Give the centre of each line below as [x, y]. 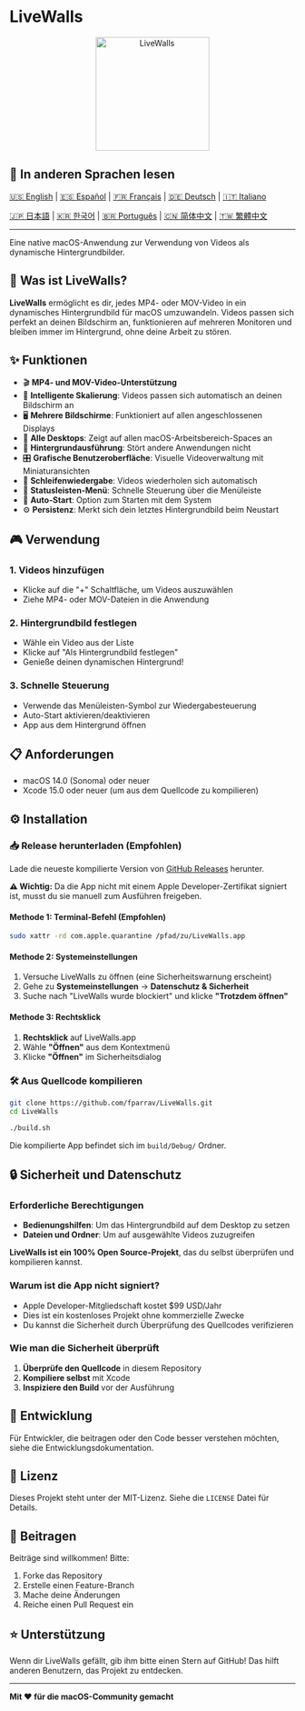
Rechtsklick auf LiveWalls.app [79, 1037]
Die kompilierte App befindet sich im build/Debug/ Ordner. [118, 1145]
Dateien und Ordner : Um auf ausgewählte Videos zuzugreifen [139, 1235]
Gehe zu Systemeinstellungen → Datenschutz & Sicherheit [136, 986]
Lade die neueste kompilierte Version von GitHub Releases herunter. [137, 869]
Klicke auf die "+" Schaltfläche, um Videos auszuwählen [128, 590]
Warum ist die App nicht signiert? [85, 1286]
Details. [24, 1507]
